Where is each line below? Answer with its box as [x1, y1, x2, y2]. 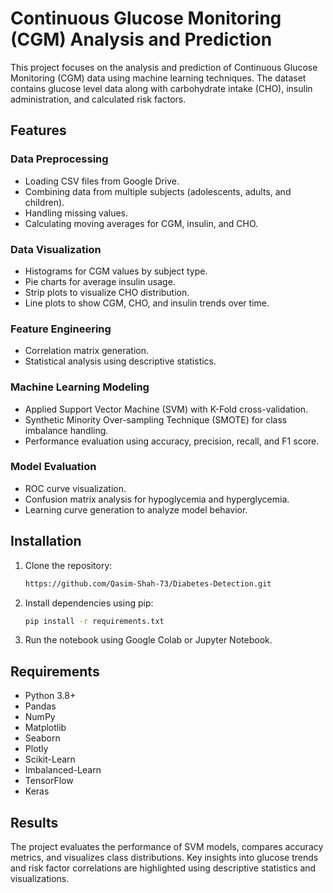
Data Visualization [10, 242, 102, 256]
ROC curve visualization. [24, 482, 127, 494]
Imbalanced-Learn [24, 764, 102, 776]
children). [24, 196, 65, 208]
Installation [10, 533, 82, 550]
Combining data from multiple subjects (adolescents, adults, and [24, 185, 292, 197]
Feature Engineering [10, 322, 112, 336]
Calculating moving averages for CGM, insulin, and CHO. [24, 217, 259, 229]
